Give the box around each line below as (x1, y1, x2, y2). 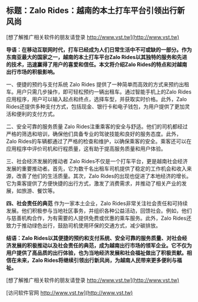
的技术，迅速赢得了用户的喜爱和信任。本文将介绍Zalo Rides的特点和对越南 (6, 61, 187, 68)
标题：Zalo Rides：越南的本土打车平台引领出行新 (6, 5, 185, 16)
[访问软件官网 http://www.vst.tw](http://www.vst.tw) (6, 289, 133, 296)
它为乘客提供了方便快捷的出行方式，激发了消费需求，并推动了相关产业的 (6, 180, 181, 187)
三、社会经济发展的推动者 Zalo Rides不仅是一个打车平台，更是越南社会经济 (6, 157, 188, 164)
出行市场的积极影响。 (6, 68, 58, 75)
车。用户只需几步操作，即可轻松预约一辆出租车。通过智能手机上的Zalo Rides (6, 88, 192, 95)
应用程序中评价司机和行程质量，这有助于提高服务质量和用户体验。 (6, 145, 166, 152)
